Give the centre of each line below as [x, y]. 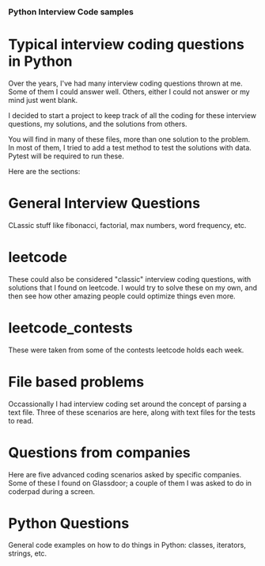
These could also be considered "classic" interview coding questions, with [130, 279]
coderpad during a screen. [51, 491]
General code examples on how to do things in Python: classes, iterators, [127, 545]
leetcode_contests [70, 328]
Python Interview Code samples [71, 12]
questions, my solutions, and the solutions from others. [98, 123]
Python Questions [69, 523]
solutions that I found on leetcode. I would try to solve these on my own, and [133, 287]
